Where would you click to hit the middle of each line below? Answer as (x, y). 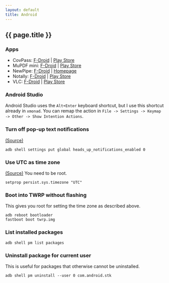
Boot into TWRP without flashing (46, 195)
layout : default (22, 10)
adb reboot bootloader (29, 215)
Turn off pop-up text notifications (47, 129)
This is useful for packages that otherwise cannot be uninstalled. (73, 266)
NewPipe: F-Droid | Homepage (45, 71)
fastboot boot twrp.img (30, 220)
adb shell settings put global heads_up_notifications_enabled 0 (75, 150)
